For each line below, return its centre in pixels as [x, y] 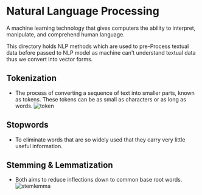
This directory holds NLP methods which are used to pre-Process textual [98, 46]
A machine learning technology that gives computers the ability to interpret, [101, 28]
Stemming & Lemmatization [60, 165]
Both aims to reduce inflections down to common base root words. [99, 180]
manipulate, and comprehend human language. [65, 34]
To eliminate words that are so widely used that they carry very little [100, 139]
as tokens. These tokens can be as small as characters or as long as [101, 99]
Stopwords [27, 125]
